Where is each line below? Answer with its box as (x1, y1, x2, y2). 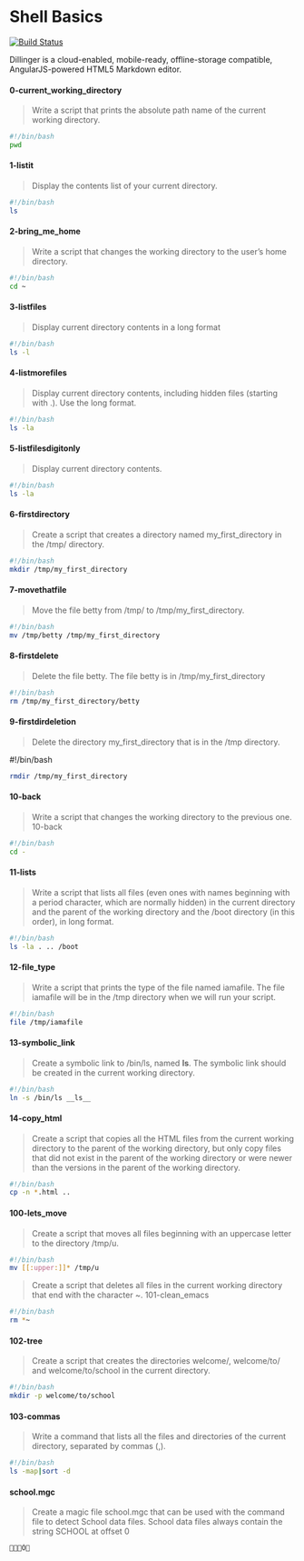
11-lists (9, 866, 36, 878)
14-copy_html (9, 1113, 63, 1124)
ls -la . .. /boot (9, 942, 79, 951)
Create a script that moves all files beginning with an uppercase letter (31, 1227, 292, 1238)
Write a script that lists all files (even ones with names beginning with (31, 886, 290, 897)
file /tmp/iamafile (9, 1017, 83, 1026)
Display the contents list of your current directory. (31, 180, 218, 192)
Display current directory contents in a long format (31, 322, 221, 333)
